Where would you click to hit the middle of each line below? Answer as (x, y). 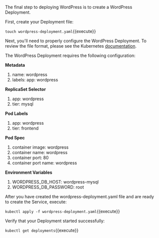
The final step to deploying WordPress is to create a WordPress (69, 7)
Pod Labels (17, 113)
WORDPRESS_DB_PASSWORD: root (48, 187)
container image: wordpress (40, 147)
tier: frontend (25, 128)
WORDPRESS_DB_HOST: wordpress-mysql (55, 182)
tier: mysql (23, 104)
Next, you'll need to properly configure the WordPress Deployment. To (76, 41)
